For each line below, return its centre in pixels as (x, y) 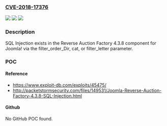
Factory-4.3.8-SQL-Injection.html (47, 96)
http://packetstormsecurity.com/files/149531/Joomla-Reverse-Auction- (87, 90)
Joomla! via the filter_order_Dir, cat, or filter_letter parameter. (69, 48)
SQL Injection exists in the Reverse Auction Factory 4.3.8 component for (81, 43)
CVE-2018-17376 (27, 7)
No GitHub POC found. (29, 118)
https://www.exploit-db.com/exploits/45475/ (60, 85)
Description (20, 32)
